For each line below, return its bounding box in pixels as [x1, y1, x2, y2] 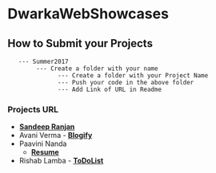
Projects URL [7, 104, 59, 115]
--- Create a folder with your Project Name [58, 72, 209, 80]
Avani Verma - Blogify [18, 131, 93, 140]
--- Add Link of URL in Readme [58, 85, 162, 93]
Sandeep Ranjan [18, 122, 75, 132]
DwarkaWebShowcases [7, 5, 170, 23]
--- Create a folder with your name [36, 65, 158, 73]
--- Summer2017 [18, 57, 69, 65]
